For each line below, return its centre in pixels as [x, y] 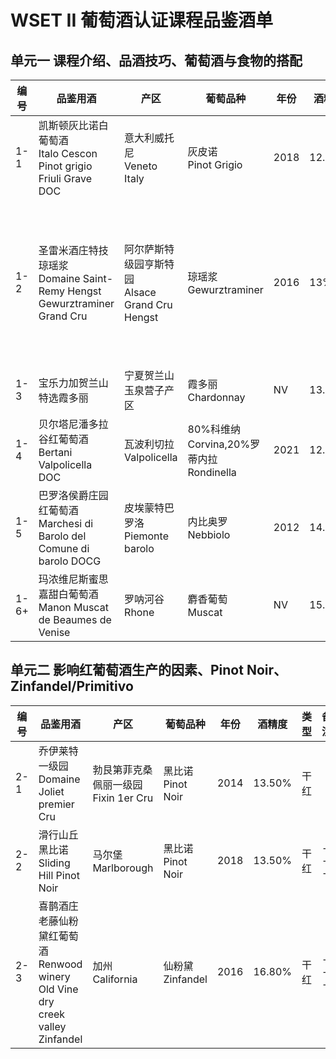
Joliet [51, 791]
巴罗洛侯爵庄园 [73, 495]
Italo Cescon [68, 153]
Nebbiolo [209, 534]
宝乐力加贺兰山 [73, 383]
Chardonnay [216, 397]
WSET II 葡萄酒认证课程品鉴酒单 [141, 20]
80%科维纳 [214, 429]
